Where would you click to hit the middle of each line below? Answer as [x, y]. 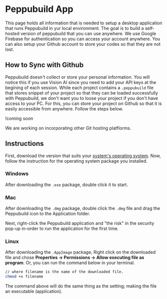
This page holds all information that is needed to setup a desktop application [84, 23]
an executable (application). [34, 292]
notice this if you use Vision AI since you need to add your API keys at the [81, 82]
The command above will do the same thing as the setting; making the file [81, 286]
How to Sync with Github [44, 65]
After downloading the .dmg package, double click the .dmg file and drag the [83, 208]
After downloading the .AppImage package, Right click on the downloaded [81, 252]
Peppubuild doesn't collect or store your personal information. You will [78, 77]
